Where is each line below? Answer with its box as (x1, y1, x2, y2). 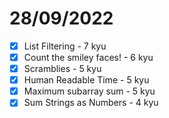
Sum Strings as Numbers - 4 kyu (23, 97, 159, 109)
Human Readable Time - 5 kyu (23, 74, 150, 86)
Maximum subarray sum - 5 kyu (23, 85, 156, 97)
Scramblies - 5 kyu (23, 63, 102, 75)
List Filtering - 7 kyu (23, 40, 107, 52)
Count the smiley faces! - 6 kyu (23, 52, 154, 63)
